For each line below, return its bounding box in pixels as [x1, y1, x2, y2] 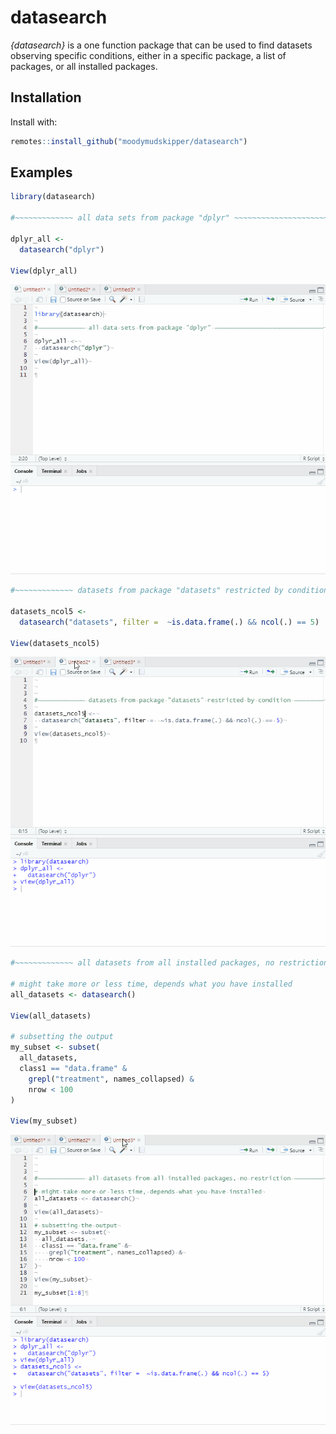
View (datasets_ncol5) [10, 638, 101, 648]
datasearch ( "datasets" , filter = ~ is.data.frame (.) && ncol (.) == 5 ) [19, 617, 320, 627]
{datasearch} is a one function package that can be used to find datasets [10, 39, 313, 51]
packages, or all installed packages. [10, 60, 158, 72]
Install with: [10, 116, 58, 128]
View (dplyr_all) [10, 266, 78, 276]
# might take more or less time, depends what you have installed [10, 979, 293, 989]
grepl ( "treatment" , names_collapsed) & [28, 1074, 195, 1084]
